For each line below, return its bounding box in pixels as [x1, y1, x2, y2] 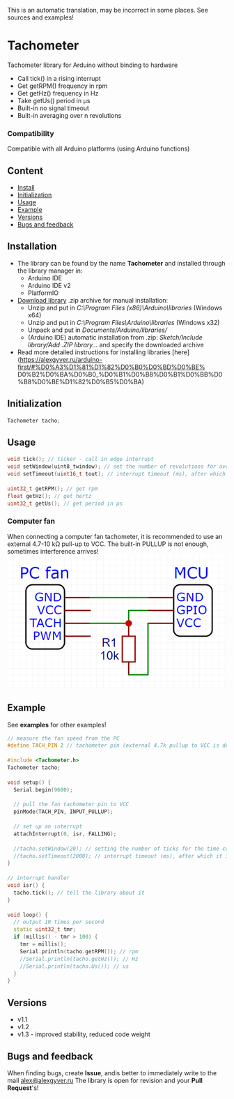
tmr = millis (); [19, 941, 68, 948]
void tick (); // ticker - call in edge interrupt [7, 456, 155, 463]
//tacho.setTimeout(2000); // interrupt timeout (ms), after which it [13, 852, 223, 860]
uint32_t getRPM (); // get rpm [7, 485, 98, 492]
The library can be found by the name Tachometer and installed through [17, 259, 226, 267]
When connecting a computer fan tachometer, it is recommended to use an [7, 532, 223, 540]
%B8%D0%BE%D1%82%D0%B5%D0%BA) [17, 377, 145, 386]
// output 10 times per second [13, 918, 104, 926]
